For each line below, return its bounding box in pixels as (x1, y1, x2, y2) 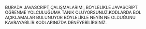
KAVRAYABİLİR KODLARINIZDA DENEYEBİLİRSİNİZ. (5, 19, 107, 25)
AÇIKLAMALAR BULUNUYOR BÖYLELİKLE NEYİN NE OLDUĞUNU (5, 15, 136, 20)
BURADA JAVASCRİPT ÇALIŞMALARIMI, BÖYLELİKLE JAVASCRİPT (5, 5, 138, 10)
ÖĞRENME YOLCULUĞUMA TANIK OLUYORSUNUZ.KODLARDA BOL (5, 10, 142, 15)
